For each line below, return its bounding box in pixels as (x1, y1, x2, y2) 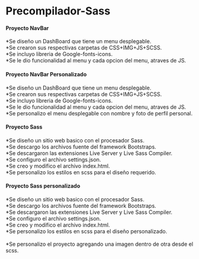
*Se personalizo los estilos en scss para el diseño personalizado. (5, 228, 168, 235)
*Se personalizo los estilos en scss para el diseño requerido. (5, 168, 157, 175)
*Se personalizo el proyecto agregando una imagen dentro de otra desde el (5, 240, 194, 248)
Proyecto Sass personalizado (5, 182, 81, 190)
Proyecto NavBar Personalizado (5, 70, 87, 78)
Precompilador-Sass (5, 4, 111, 18)
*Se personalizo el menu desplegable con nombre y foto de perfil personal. (5, 109, 193, 117)
